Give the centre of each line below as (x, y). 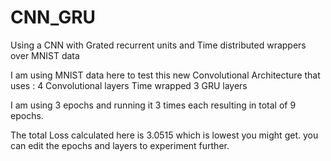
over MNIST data (45, 55)
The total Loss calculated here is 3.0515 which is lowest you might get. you (164, 135)
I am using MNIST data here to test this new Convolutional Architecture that (165, 75)
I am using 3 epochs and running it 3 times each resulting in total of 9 (153, 105)
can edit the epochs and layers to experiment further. (120, 145)
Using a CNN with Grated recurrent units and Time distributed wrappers (158, 45)
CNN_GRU (53, 17)
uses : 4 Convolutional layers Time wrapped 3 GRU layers (129, 85)
